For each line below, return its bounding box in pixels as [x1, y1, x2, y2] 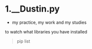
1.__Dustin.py [5, 3, 60, 15]
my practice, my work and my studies [12, 19, 87, 25]
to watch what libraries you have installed [5, 29, 88, 34]
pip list [16, 38, 30, 44]
